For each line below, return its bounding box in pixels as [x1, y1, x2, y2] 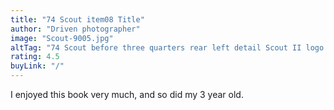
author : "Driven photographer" [10, 24, 141, 34]
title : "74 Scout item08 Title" [10, 14, 145, 25]
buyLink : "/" [10, 61, 65, 71]
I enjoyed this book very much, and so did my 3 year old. [10, 89, 244, 100]
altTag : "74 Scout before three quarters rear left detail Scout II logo [10, 42, 325, 53]
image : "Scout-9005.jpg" [10, 33, 114, 43]
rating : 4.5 [10, 52, 60, 62]
